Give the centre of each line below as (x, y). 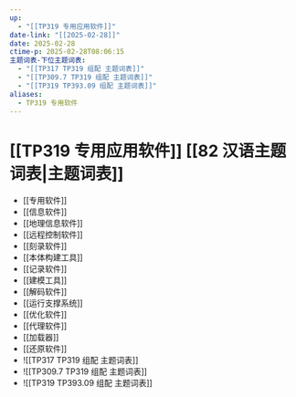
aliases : (26, 94)
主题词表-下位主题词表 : (48, 60)
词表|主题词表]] (67, 173)
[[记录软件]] (45, 269)
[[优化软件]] (45, 315)
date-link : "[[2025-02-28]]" (65, 35)
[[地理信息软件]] (53, 224)
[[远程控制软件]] (53, 235)
